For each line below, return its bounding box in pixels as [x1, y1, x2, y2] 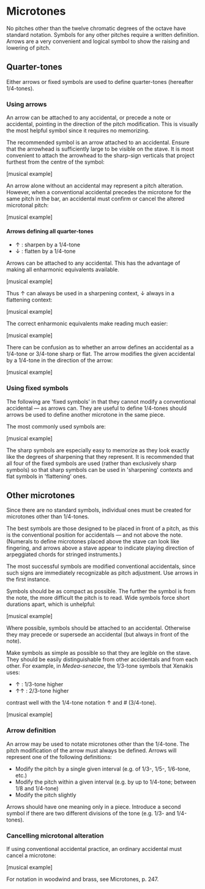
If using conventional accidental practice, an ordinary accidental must [6, 845, 182, 852]
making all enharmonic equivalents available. [6, 266, 119, 273]
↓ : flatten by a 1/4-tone [15, 248, 76, 255]
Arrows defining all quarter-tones [6, 227, 94, 235]
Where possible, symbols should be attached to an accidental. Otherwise [6, 624, 191, 632]
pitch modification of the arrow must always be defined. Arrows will [6, 746, 177, 754]
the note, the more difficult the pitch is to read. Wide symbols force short [6, 594, 190, 602]
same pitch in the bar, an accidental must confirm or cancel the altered [6, 195, 185, 203]
